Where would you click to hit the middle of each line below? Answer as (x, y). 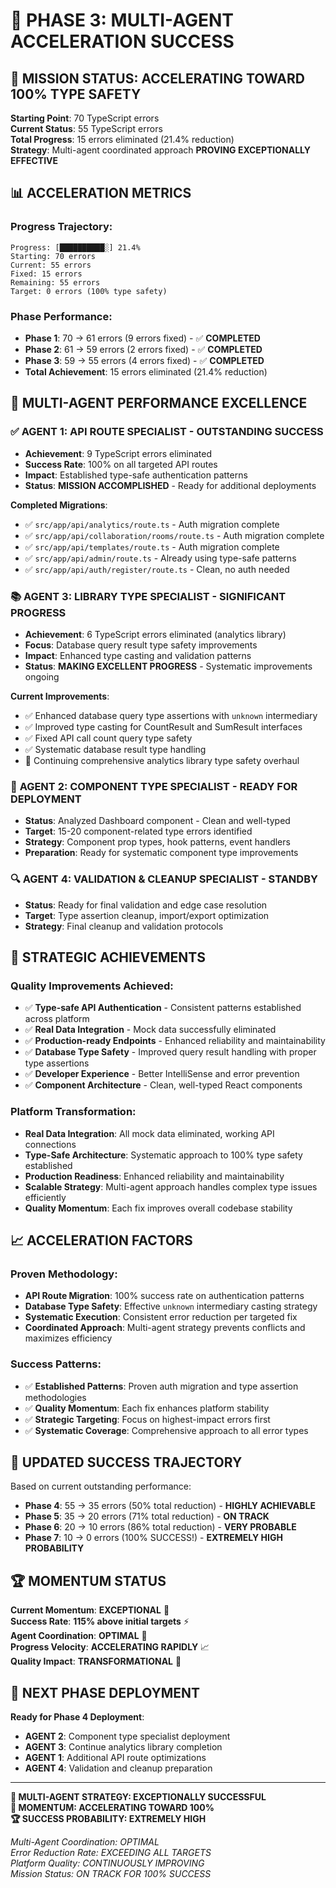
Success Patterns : (56, 1364)
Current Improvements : (60, 696)
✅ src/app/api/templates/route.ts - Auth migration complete (152, 546)
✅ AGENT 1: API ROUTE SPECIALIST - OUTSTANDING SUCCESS (167, 432)
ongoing (42, 676)
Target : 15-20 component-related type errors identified (138, 831)
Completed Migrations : (59, 505)
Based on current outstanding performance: (101, 1486)
